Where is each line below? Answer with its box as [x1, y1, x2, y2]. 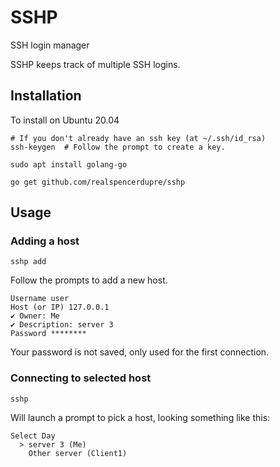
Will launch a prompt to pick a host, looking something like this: [10, 411, 271, 423]
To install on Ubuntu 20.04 [10, 114, 120, 126]
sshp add [10, 257, 47, 267]
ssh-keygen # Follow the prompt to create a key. [10, 142, 226, 152]
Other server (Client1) [28, 448, 128, 458]
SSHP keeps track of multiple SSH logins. [10, 58, 181, 70]
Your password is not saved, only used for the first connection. [10, 346, 270, 358]
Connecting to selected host [10, 371, 152, 385]
